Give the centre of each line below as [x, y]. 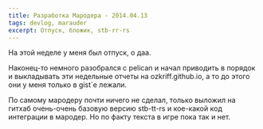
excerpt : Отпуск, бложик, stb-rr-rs [69, 30]
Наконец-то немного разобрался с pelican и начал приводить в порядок [132, 68]
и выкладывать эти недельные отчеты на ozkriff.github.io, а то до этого [129, 77]
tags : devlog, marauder [48, 23]
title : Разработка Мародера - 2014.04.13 [78, 15]
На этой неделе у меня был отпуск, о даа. [80, 53]
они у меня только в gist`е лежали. [68, 85]
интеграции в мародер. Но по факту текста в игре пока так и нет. [120, 117]
